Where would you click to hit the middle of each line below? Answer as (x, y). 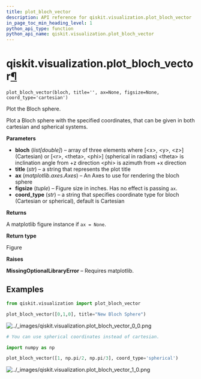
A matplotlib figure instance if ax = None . (56, 224)
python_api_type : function (40, 28)
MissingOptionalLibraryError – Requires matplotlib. (70, 271)
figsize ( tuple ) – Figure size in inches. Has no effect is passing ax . (96, 188)
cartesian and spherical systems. (47, 127)
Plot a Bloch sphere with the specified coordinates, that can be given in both (100, 121)
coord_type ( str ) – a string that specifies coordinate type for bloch (97, 195)
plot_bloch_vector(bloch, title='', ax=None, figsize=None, (83, 93)
